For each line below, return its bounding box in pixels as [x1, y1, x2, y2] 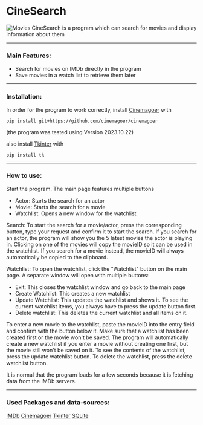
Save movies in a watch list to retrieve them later [14, 71, 136, 79]
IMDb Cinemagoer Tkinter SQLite [6, 412, 89, 420]
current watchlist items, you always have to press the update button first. [14, 302, 197, 310]
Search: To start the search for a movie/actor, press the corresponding [6, 221, 182, 229]
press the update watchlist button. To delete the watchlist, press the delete [6, 352, 192, 360]
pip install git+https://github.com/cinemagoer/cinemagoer [6, 118, 158, 124]
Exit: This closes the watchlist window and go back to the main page [14, 283, 185, 291]
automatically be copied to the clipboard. [6, 253, 109, 261]
